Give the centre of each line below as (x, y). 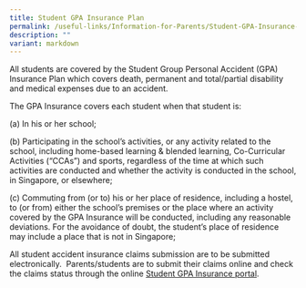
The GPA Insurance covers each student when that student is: (126, 107)
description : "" (40, 35)
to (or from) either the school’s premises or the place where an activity (142, 208)
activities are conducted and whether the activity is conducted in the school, (153, 170)
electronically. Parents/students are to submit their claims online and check (152, 264)
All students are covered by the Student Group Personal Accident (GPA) (144, 69)
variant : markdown (44, 43)
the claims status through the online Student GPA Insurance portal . (134, 273)
